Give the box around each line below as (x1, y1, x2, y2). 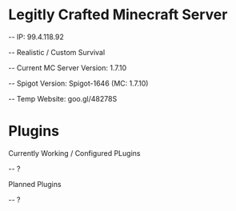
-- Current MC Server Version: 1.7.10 (8, 62, 127, 73)
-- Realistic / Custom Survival (8, 47, 106, 57)
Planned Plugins (8, 179, 62, 189)
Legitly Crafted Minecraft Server (8, 6, 228, 24)
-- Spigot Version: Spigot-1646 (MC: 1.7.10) (8, 78, 149, 88)
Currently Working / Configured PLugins (8, 148, 141, 157)
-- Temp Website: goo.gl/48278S (8, 94, 118, 103)
